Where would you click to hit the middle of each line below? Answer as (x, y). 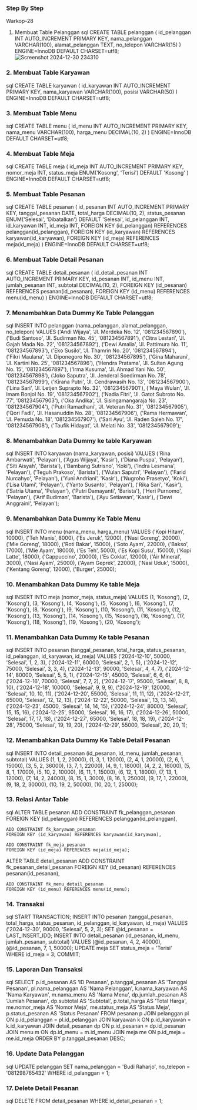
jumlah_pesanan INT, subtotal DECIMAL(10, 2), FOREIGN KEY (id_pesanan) (96, 285)
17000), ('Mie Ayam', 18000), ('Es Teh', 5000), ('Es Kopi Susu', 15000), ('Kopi (98, 550)
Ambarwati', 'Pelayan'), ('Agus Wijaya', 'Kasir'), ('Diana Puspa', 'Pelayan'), (95, 460)
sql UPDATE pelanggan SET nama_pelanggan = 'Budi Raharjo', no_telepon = (98, 1066)
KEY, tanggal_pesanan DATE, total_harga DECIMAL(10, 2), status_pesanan (96, 213)
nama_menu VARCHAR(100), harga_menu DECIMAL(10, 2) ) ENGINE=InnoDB (99, 132)
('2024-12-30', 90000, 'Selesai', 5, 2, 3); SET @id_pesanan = (80, 930)
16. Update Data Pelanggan (46, 1054)
